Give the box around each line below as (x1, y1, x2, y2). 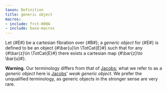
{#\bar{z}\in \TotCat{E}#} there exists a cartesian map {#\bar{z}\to (5, 50, 143, 56)
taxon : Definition (5, 7, 44, 12)
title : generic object (5, 12, 53, 17)
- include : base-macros (5, 26, 55, 31)
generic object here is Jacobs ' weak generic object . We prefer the (5, 70, 142, 76)
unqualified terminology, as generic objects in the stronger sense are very (5, 76, 158, 82)
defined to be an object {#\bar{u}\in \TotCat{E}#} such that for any (5, 45, 143, 51)
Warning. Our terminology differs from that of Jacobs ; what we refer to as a (5, 65, 162, 71)
